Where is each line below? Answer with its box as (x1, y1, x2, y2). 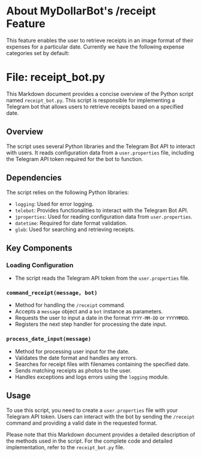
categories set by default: (6, 49, 70, 56)
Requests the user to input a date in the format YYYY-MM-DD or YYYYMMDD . (14, 314, 190, 322)
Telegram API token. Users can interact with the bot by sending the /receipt (6, 413, 195, 420)
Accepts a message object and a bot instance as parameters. (14, 308, 163, 315)
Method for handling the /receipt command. (14, 301, 126, 309)
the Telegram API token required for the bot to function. (6, 155, 143, 162)
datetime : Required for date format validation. (14, 219, 128, 226)
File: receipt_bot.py (6, 71, 106, 84)
